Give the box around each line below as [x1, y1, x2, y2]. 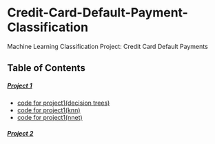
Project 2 [7, 129, 34, 137]
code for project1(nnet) [17, 114, 83, 122]
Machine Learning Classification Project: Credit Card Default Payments [7, 42, 208, 50]
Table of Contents [7, 62, 86, 74]
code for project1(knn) [17, 106, 81, 114]
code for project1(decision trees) [17, 99, 110, 107]
